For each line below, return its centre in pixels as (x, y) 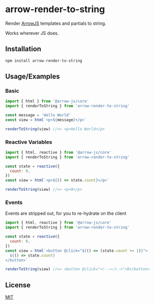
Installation (23, 49)
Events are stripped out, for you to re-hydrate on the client (66, 213)
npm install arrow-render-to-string (44, 61)
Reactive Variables (29, 142)
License (18, 285)
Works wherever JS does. (32, 33)
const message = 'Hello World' (38, 115)
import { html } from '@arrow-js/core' (47, 101)
